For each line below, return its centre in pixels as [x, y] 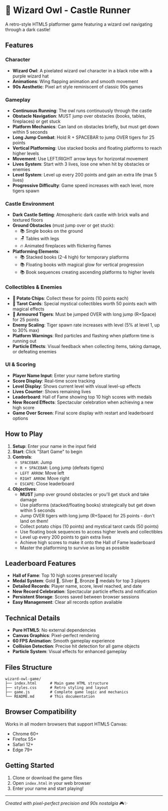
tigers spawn [26, 191]
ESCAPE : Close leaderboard [47, 483]
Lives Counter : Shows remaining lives [51, 391]
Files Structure [29, 667]
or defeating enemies [34, 351]
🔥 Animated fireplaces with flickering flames [65, 246]
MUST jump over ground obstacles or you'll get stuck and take [84, 494]
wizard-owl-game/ [23, 679]
